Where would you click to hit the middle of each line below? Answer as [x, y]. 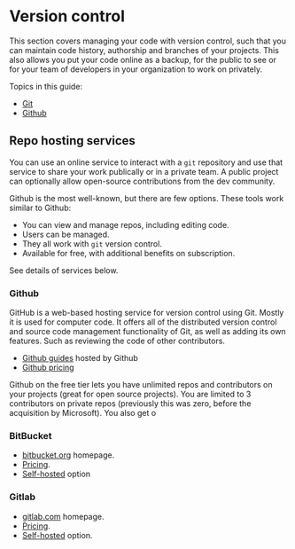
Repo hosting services [72, 141]
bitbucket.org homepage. [68, 455]
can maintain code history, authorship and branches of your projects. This [144, 50]
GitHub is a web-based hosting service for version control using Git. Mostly [147, 313]
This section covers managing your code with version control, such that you [147, 41]
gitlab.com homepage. [63, 516]
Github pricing [48, 368]
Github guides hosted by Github [80, 358]
